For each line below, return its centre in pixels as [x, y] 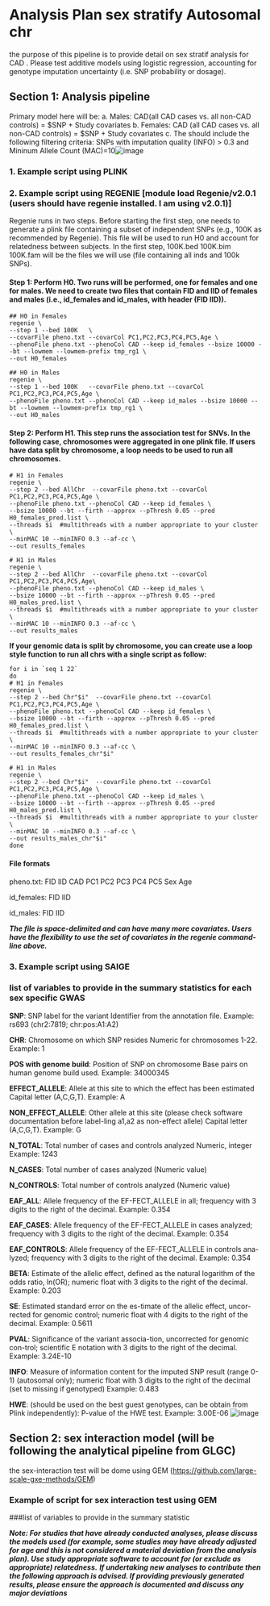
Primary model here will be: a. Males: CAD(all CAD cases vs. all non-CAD [130, 116]
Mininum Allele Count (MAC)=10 [62, 150]
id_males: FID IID [37, 912]
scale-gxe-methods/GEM [51, 1479]
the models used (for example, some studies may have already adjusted [133, 1541]
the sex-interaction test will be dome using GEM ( [91, 1470]
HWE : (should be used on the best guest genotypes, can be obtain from [129, 1404]
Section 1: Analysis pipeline [80, 97]
